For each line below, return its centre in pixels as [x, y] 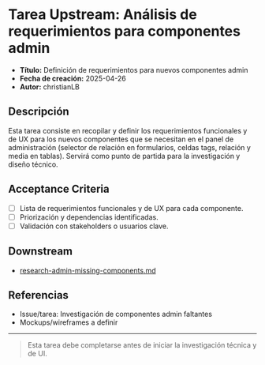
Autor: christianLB [50, 87]
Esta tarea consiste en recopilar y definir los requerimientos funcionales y [128, 130]
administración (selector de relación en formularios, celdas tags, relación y [129, 147]
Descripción [39, 112]
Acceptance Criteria [59, 189]
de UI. [37, 354]
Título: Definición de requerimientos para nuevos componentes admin [134, 70]
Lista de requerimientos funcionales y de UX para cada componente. [131, 208]
